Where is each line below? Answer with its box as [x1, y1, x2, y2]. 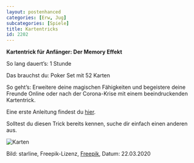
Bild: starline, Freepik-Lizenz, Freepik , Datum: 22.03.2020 [6, 150, 151, 158]
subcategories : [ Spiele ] [6, 20, 69, 26]
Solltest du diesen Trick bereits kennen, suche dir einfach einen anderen [6, 120, 188, 128]
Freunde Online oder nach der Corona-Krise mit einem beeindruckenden [6, 90, 189, 97]
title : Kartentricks [6, 26, 59, 32]
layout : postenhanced [6, 9, 61, 15]
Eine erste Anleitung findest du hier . [6, 108, 96, 116]
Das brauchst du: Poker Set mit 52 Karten [6, 72, 111, 79]
